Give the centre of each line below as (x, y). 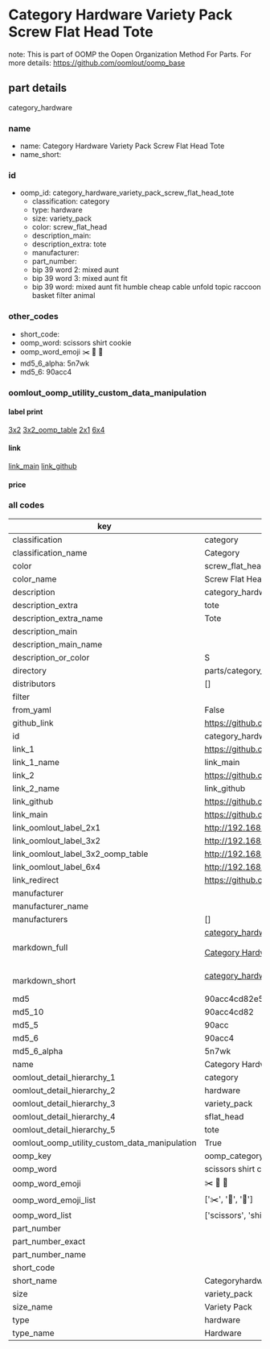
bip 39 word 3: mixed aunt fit (80, 279)
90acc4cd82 (229, 1012)
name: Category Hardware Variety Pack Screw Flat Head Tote (122, 146)
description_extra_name (57, 618)
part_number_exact (49, 1241)
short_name (35, 1281)
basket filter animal (63, 296)
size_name (33, 1306)
